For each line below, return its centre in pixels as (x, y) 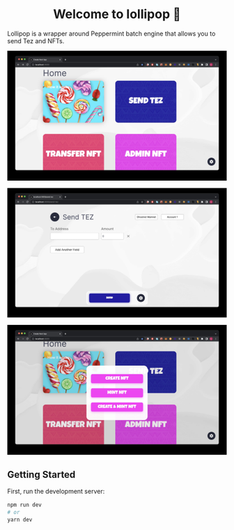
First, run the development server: (56, 492)
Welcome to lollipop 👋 (117, 14)
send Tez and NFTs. (36, 40)
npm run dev (24, 505)
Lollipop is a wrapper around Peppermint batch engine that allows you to (111, 33)
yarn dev (20, 520)
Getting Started (41, 475)
